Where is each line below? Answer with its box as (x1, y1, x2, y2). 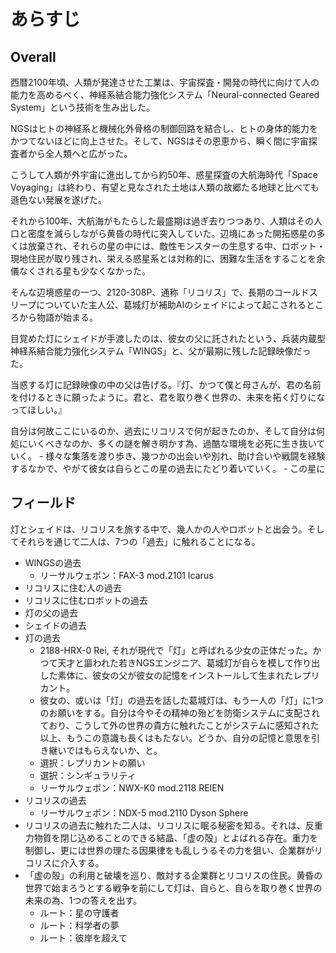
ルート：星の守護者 (39, 906, 120, 919)
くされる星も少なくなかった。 (27, 265, 151, 277)
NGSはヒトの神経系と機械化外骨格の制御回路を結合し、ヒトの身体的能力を (10, 123, 318, 134)
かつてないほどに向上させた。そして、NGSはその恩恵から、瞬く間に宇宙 (10, 135, 309, 147)
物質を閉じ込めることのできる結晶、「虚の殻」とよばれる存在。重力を (33, 831, 319, 844)
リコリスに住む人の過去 (24, 581, 122, 594)
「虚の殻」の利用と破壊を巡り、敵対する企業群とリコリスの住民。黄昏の (24, 869, 323, 881)
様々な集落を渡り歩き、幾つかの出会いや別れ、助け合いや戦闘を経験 (45, 450, 326, 462)
